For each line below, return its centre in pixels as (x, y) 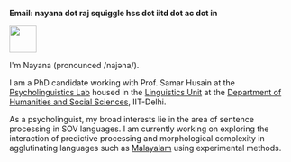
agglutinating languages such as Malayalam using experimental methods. (145, 148)
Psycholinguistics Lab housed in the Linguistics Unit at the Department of (145, 92)
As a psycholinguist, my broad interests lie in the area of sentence (132, 119)
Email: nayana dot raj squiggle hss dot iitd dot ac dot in (114, 13)
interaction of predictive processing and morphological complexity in (137, 138)
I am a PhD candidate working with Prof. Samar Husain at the (123, 83)
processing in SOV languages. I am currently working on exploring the (139, 129)
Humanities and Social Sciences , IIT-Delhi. (88, 102)
